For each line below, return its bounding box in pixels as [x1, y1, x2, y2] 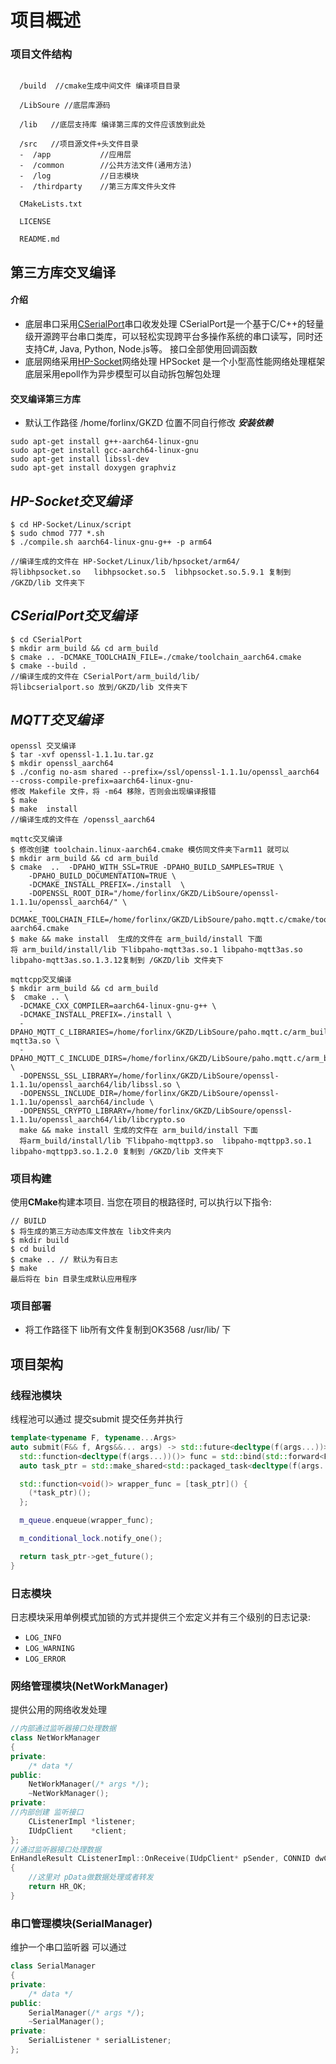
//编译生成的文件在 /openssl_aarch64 [10, 814, 156, 825]
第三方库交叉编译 [10, 264, 116, 281]
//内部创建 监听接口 [10, 1807, 84, 1818]
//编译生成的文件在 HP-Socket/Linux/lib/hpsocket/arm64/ [10, 557, 241, 567]
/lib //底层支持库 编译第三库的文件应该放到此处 [19, 120, 206, 130]
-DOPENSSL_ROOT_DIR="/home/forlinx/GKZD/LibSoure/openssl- [28, 888, 280, 898]
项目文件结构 [10, 47, 73, 61]
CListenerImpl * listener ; [28, 1816, 137, 1826]
